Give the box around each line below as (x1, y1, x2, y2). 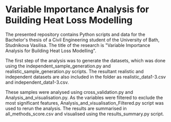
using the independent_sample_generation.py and (5, 63, 111, 69)
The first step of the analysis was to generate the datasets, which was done (5, 57, 166, 63)
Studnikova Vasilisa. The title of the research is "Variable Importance (5, 42, 150, 48)
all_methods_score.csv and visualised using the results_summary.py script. (5, 111, 164, 117)
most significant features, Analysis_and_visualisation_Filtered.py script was (5, 100, 164, 106)
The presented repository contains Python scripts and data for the (5, 31, 145, 37)
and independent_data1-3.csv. (5, 79, 69, 85)
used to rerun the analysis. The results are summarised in (5, 105, 127, 111)
